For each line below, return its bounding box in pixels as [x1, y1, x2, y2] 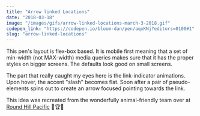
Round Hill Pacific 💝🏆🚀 [6, 103, 64, 111]
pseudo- [169, 79, 190, 86]
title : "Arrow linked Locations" [6, 8, 90, 15]
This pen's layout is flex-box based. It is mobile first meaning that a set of [6, 47, 188, 55]
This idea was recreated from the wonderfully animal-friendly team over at [6, 97, 191, 104]
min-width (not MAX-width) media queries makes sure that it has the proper [6, 54, 194, 61]
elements [6, 85, 29, 92]
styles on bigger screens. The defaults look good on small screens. [6, 61, 173, 68]
